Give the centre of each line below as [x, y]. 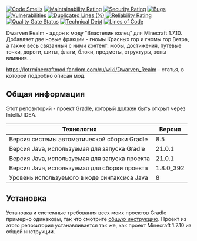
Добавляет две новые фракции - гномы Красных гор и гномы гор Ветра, [98, 39]
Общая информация [46, 94]
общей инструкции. [31, 231]
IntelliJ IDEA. [21, 114]
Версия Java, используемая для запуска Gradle [77, 148]
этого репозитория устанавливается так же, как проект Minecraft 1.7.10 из [99, 225]
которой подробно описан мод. [46, 76]
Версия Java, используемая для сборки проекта [79, 168]
